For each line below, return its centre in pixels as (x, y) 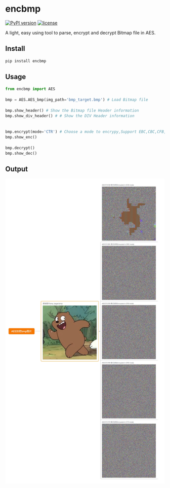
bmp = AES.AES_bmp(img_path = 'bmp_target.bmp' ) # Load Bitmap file (77, 100)
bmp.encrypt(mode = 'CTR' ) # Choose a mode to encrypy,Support (71, 132)
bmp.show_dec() (21, 153)
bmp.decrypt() (20, 148)
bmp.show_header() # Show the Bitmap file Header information (72, 110)
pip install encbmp (26, 61)
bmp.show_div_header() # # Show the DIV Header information (70, 116)
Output (16, 169)
